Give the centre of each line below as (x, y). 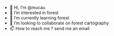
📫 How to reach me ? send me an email (49, 28)
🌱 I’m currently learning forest (39, 18)
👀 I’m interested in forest (34, 13)
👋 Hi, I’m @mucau (27, 8)
